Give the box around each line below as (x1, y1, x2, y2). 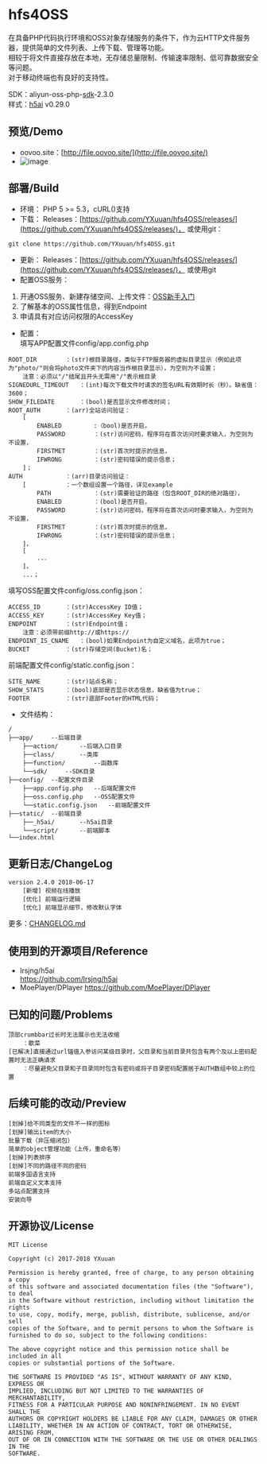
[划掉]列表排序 (8, 1153, 52, 1161)
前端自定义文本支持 (8, 1179, 62, 1187)
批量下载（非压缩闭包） (8, 1137, 74, 1144)
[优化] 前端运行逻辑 (22, 896, 81, 904)
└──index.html (8, 833, 56, 842)
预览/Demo (8, 125, 64, 138)
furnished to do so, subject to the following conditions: (8, 1331, 208, 1339)
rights (8, 1303, 30, 1311)
